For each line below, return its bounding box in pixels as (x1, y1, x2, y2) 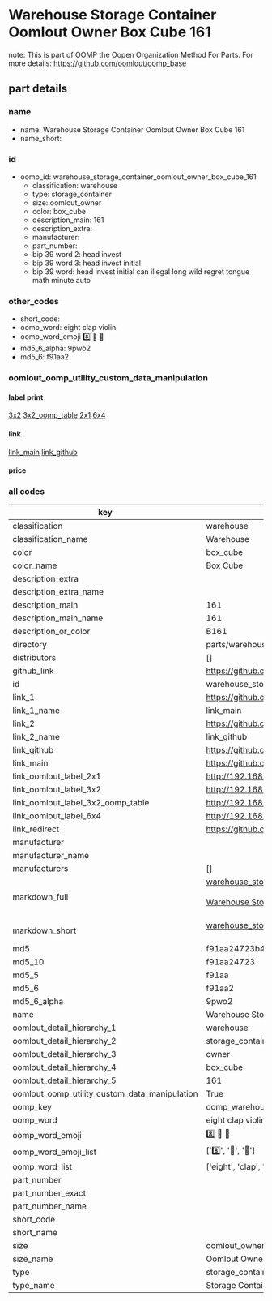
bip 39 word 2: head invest (32, 249, 122, 259)
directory (12, 639, 47, 650)
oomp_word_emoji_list (12, 1146, 97, 1157)
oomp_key (12, 1101, 53, 1113)
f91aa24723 (206, 956, 255, 968)
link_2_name (12, 732, 61, 743)
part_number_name (12, 1200, 87, 1212)
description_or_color (12, 626, 91, 638)
